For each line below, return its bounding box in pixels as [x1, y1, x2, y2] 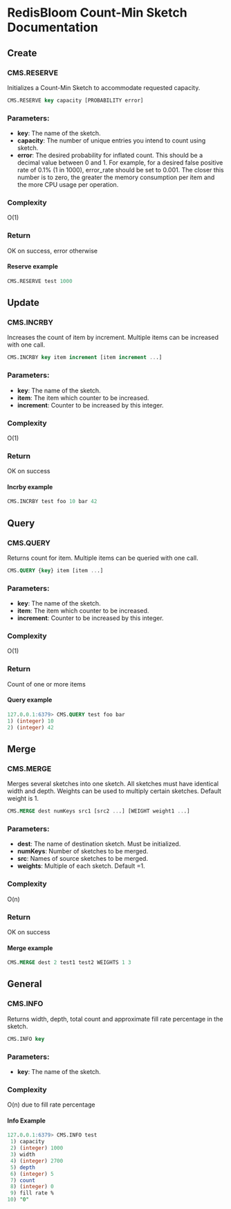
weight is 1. [7, 794, 39, 803]
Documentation [7, 19, 99, 35]
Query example [7, 696, 53, 704]
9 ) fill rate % [10, 1190, 54, 1197]
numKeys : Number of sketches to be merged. [17, 847, 149, 855]
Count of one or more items [7, 680, 86, 688]
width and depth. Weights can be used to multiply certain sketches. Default [7, 787, 221, 795]
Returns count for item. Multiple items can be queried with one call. [7, 554, 198, 562]
